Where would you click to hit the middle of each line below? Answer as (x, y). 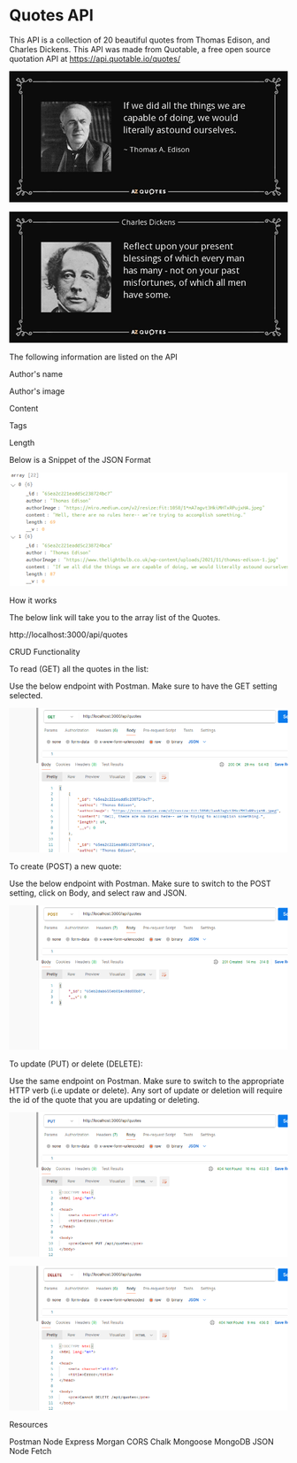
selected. (26, 696)
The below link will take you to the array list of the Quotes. (115, 618)
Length (22, 443)
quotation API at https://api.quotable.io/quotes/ (95, 58)
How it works (33, 601)
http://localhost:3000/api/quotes (69, 635)
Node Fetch (30, 1451)
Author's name (36, 374)
